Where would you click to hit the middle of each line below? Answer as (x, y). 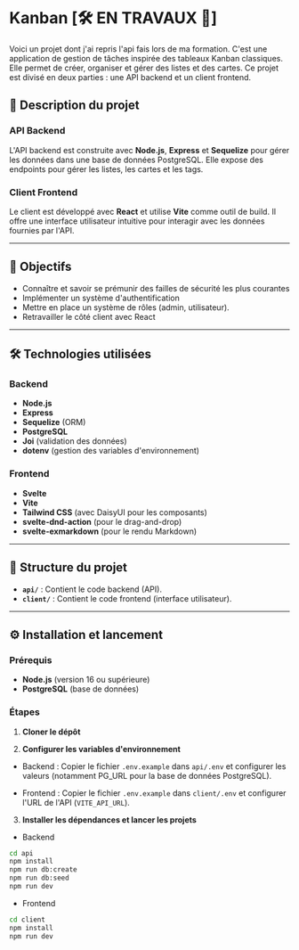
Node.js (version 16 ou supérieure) (86, 680)
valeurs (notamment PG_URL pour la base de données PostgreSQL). (147, 775)
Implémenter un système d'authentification (101, 298)
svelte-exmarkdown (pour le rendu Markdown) (109, 531)
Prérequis (31, 659)
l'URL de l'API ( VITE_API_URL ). (76, 802)
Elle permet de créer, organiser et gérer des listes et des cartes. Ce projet (144, 68)
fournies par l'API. (42, 230)
